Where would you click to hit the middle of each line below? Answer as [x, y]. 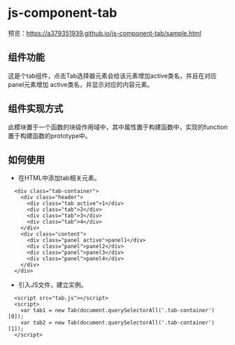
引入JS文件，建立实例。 [52, 285]
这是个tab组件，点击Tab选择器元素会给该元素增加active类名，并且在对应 [113, 76]
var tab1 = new [43, 311]
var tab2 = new [43, 323]
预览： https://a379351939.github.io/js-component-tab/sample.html [105, 33]
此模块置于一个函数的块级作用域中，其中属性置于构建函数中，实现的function [118, 127]
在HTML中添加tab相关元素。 [59, 178]
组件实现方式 [36, 109]
